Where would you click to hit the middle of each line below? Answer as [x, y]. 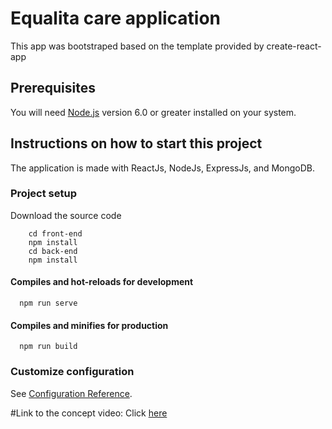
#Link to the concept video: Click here [89, 413]
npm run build [48, 347]
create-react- [294, 46]
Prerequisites [53, 88]
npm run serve [48, 303]
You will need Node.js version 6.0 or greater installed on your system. [153, 112]
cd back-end [53, 251]
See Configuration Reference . [71, 393]
